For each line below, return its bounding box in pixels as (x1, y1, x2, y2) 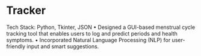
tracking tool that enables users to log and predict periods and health (6, 30, 178, 37)
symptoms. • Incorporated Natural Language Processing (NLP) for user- (6, 36, 185, 43)
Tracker (6, 4, 46, 17)
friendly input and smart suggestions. (6, 43, 99, 50)
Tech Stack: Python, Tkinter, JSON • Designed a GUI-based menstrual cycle (6, 23, 196, 31)
